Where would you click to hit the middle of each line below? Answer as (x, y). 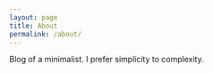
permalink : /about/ (46, 34)
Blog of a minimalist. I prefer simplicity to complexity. (106, 60)
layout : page (34, 17)
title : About (34, 26)
